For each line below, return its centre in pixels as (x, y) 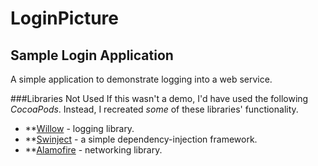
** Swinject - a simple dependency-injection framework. (141, 139)
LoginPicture (65, 18)
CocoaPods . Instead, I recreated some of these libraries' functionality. (154, 109)
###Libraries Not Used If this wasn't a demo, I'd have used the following (159, 98)
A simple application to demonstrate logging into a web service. (141, 79)
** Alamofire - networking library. (93, 150)
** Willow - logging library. (79, 128)
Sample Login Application (92, 55)
